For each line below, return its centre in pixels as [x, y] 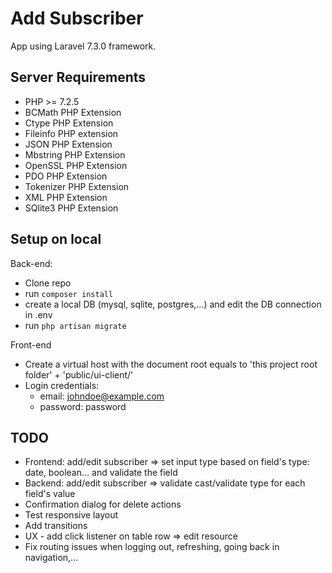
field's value [50, 494]
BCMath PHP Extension [73, 112]
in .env [38, 314]
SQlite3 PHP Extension [71, 208]
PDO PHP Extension [66, 176]
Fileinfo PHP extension [71, 133]
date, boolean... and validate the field [101, 473]
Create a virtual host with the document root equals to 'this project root [171, 364]
